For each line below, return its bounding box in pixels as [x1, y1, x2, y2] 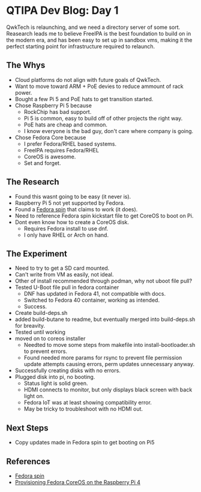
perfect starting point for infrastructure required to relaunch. [6, 43, 155, 50]
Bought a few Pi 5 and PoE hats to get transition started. [14, 95, 154, 102]
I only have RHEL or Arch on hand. [23, 231, 109, 238]
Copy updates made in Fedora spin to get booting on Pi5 [14, 439, 155, 446]
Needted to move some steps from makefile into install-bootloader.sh [23, 341, 196, 349]
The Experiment [6, 248, 68, 259]
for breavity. [14, 322, 46, 329]
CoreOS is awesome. [23, 153, 76, 160]
